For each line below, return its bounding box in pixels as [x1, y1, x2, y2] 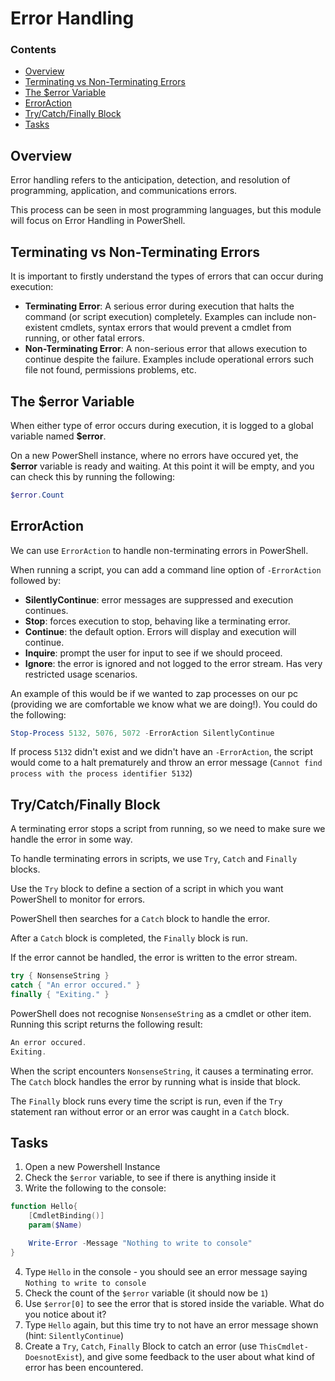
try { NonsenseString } [10, 971, 110, 981]
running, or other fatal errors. [24, 332, 145, 344]
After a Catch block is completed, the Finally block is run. [10, 932, 248, 944]
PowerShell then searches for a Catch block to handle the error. [10, 913, 270, 925]
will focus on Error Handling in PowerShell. [10, 215, 186, 227]
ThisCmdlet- [259, 1342, 309, 1352]
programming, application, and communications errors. [10, 185, 238, 197]
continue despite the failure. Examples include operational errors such [24, 353, 315, 366]
